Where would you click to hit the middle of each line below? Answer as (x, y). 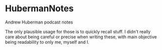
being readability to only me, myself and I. (47, 42)
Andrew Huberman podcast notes (39, 22)
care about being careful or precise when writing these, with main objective (81, 37)
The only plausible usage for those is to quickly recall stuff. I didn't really (78, 31)
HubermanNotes (40, 9)
